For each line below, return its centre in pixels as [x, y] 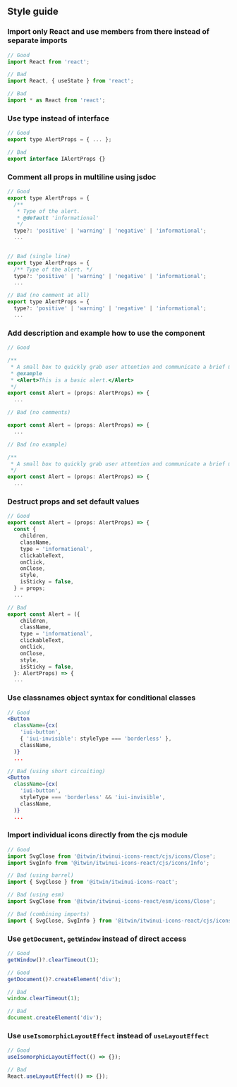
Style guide [33, 12]
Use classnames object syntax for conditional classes [102, 698]
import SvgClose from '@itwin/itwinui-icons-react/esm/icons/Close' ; [112, 901]
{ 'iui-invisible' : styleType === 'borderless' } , [96, 739]
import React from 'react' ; [49, 62]
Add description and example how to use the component [107, 333]
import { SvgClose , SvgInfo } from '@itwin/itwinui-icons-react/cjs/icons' [121, 921]
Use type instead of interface [58, 118]
